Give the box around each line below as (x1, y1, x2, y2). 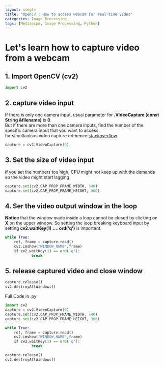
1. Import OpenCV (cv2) (5, 72, 79, 80)
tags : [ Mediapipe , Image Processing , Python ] (5, 21, 100, 26)
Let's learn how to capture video (5, 42, 140, 53)
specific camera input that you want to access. (5, 127, 100, 133)
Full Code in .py (5, 293, 37, 299)
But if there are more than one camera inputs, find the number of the (5, 122, 144, 128)
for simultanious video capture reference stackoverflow (5, 132, 117, 138)
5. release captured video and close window (5, 267, 143, 275)
